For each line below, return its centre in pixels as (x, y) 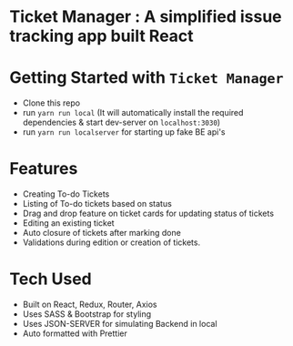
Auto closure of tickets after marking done (102, 233)
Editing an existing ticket (69, 223)
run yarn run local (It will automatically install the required (133, 113)
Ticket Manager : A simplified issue (146, 17)
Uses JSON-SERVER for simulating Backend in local (120, 324)
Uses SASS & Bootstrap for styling (87, 314)
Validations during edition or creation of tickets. (111, 242)
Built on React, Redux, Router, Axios (90, 304)
